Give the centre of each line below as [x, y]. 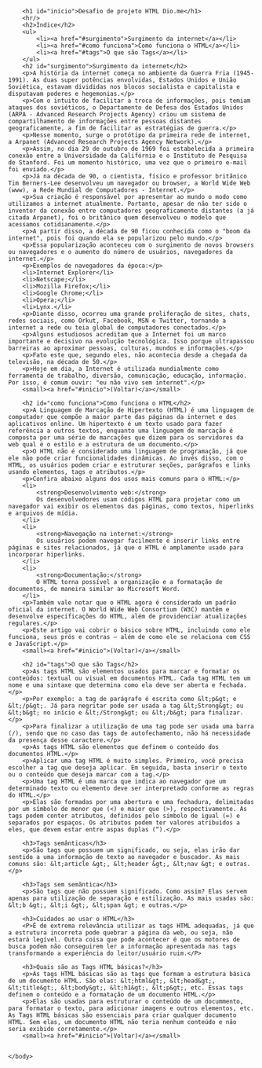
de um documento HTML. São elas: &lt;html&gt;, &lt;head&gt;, [112, 981]
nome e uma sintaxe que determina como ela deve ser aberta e [112, 685]
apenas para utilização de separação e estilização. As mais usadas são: [131, 898]
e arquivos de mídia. [44, 513]
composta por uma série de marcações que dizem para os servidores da [126, 438]
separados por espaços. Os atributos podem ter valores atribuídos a [124, 823]
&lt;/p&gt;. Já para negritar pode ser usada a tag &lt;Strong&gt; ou [126, 706]
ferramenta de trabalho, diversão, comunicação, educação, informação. [127, 376]
